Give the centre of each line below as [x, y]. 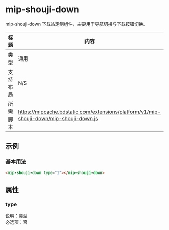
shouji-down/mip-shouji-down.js [58, 118]
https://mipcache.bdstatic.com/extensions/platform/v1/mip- [90, 112]
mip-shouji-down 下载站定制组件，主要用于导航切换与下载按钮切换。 [76, 24]
